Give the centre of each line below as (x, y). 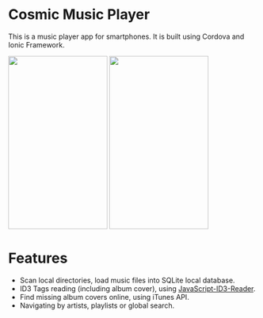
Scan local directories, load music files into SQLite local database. (127, 280)
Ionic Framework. (36, 44)
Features (38, 258)
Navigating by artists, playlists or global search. (97, 305)
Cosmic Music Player (79, 15)
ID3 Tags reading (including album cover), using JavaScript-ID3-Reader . (137, 288)
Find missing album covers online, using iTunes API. (105, 297)
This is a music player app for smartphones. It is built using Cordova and (126, 36)
